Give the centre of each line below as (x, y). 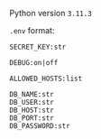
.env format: (32, 30)
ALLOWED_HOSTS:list (46, 79)
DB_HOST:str (32, 110)
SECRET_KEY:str (38, 47)
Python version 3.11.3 (50, 13)
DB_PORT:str (32, 118)
